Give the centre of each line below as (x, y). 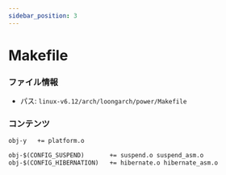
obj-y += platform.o (46, 141)
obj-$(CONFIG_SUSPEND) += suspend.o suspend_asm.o (106, 156)
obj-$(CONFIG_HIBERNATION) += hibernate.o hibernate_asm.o (113, 163)
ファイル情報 (33, 82)
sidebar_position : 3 (43, 16)
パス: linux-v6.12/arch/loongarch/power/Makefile (103, 101)
